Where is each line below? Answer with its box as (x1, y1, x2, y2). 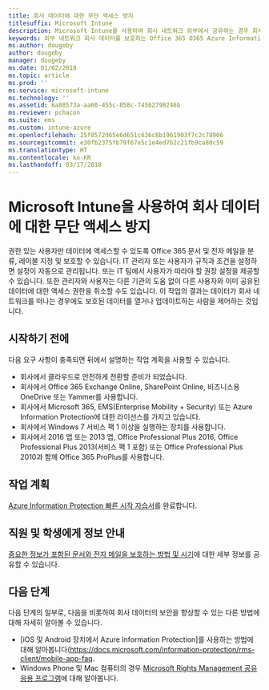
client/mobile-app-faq (19, 654, 94, 664)
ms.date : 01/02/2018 (8, 64, 78, 72)
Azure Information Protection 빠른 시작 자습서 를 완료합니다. (8, 501, 198, 510)
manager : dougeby (8, 57, 66, 65)
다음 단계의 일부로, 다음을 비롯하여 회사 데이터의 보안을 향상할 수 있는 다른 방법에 (8, 607, 260, 618)
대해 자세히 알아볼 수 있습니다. (8, 618, 102, 627)
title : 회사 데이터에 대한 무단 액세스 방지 (8, 11, 134, 20)
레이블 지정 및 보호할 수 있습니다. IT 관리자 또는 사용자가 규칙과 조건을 (18, 256, 236, 266)
